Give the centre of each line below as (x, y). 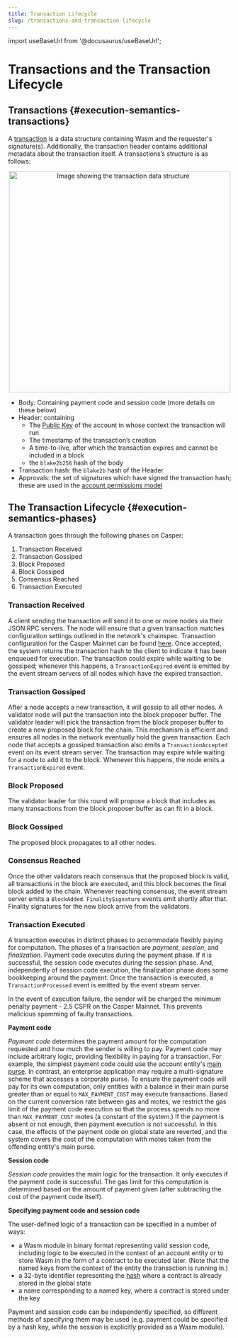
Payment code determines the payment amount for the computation (107, 1041)
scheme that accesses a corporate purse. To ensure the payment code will (117, 1079)
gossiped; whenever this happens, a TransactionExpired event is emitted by (119, 666)
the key (29, 1298)
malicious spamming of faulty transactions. (71, 1014)
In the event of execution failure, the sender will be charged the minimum (115, 999)
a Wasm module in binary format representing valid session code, (114, 1246)
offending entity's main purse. (52, 1147)
